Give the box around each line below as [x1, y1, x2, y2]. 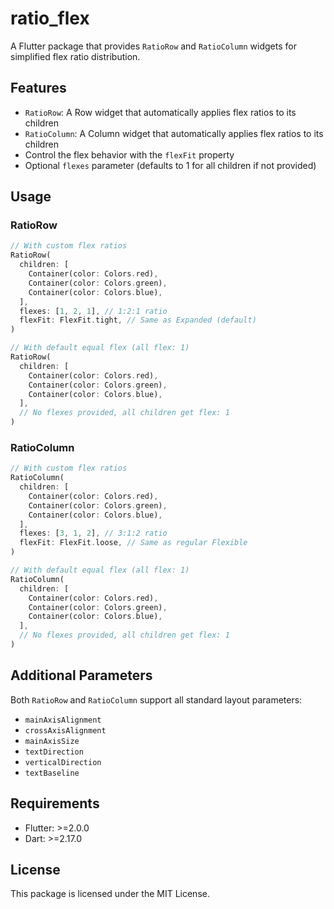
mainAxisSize [24, 736, 80, 746]
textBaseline [24, 768, 80, 778]
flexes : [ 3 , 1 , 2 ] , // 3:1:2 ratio [19, 528, 168, 539]
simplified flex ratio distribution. [10, 50, 141, 62]
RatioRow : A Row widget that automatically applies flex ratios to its [24, 106, 297, 118]
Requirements [10, 795, 100, 812]
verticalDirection [24, 757, 102, 767]
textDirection [24, 747, 84, 757]
